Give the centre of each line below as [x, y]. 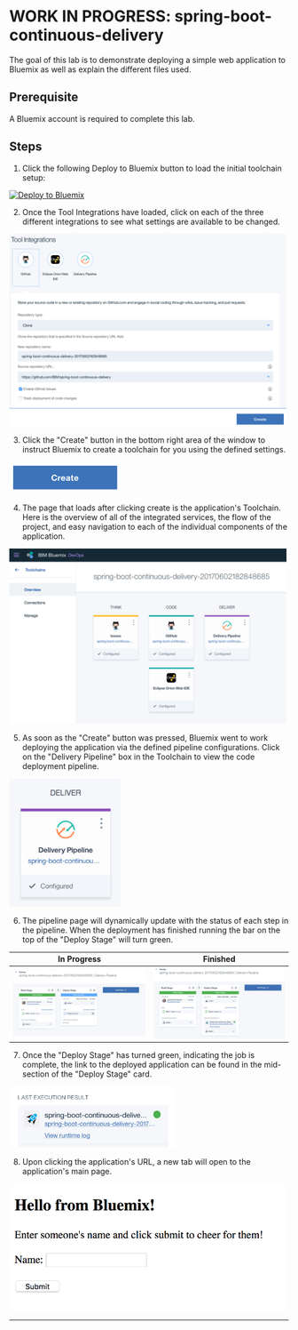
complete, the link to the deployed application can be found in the [142, 1065]
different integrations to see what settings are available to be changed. [151, 221]
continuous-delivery [86, 35]
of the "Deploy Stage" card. [102, 1074]
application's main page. [67, 1172]
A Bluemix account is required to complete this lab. [102, 118]
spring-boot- [223, 16]
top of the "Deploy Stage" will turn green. [98, 939]
